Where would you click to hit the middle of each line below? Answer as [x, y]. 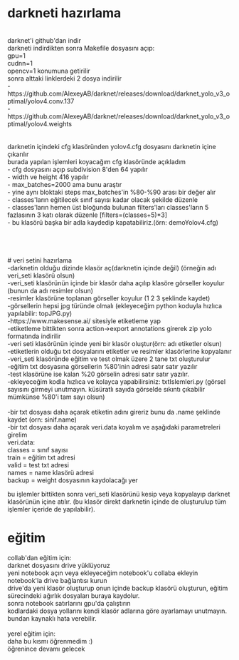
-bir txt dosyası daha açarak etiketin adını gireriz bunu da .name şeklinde [114, 412]
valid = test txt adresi [38, 464]
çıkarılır [18, 154]
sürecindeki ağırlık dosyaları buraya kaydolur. [74, 595]
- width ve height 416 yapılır [48, 177]
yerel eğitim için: [31, 634]
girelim [17, 435]
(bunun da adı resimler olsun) [51, 290]
